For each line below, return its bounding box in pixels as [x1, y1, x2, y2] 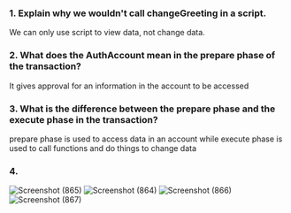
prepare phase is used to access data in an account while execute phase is [9, 133, 283, 144]
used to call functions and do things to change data [9, 142, 197, 153]
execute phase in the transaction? [9, 113, 158, 126]
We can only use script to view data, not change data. [9, 27, 205, 38]
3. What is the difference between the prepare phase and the [9, 103, 276, 115]
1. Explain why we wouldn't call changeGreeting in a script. [9, 7, 267, 19]
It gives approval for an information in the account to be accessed [9, 80, 249, 91]
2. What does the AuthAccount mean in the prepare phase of [9, 49, 276, 62]
